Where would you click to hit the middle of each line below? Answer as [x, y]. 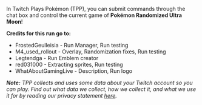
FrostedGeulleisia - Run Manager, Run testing [72, 45]
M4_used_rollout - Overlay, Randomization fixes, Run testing [90, 52]
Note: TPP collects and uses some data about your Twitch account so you [99, 83]
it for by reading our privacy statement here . [62, 96]
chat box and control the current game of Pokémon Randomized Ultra [94, 15]
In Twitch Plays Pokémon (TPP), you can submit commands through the [96, 9]
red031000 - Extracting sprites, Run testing [69, 64]
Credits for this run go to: [39, 33]
